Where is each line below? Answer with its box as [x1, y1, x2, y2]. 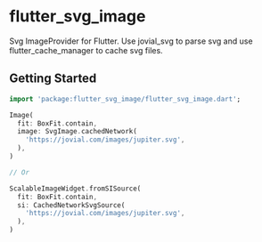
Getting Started [9, 71, 97, 86]
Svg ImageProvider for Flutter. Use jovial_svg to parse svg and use [9, 36, 253, 46]
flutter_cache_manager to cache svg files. [9, 44, 163, 55]
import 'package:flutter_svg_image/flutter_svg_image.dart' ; [9, 94, 242, 103]
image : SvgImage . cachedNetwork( [17, 127, 138, 136]
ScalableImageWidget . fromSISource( [9, 184, 142, 193]
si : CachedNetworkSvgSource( [17, 200, 126, 210]
